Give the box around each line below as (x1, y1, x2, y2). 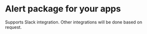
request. (5, 24, 22, 30)
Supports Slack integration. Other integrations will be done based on (5, 19, 143, 25)
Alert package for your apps (5, 3, 121, 14)
